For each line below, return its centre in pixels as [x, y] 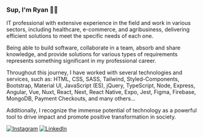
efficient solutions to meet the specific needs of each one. [80, 36]
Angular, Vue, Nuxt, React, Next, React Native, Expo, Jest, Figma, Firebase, [101, 92]
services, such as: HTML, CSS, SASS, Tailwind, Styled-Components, [93, 79]
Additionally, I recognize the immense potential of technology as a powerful [102, 111]
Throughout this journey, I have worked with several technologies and [94, 73]
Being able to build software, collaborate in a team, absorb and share [94, 48]
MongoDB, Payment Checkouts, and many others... [71, 99]
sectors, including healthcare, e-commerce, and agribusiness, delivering [98, 29]
